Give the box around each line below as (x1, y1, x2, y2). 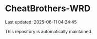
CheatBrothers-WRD (5, 3, 91, 14)
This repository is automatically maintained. (5, 28, 93, 34)
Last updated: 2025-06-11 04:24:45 (5, 19, 77, 25)
